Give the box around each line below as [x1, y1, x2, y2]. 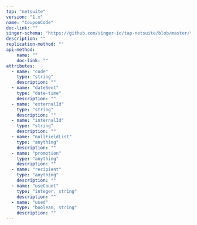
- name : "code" [11, 69, 49, 74]
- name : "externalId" [11, 101, 64, 107]
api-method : [6, 47, 35, 53]
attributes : [6, 63, 35, 69]
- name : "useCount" [11, 183, 59, 189]
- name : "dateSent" [11, 85, 59, 91]
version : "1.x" [6, 14, 43, 20]
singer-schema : [6, 30, 43, 36]
